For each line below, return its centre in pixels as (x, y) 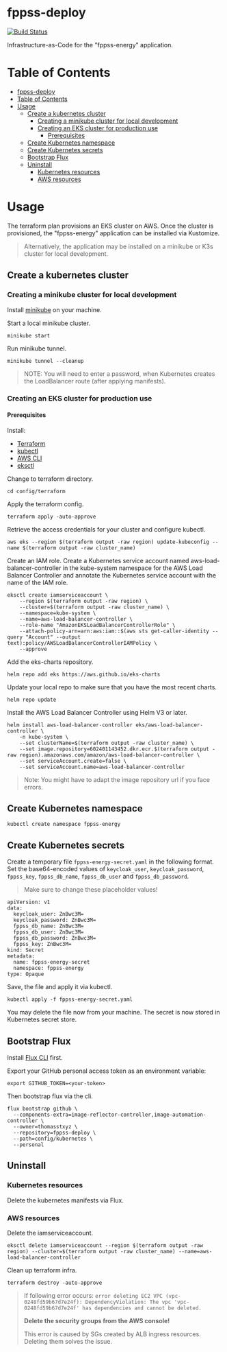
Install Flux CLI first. (35, 1058)
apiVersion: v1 (29, 902)
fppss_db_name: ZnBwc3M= (49, 926)
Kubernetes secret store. (42, 1019)
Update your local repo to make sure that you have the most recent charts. (112, 687)
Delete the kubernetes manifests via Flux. (66, 1200)
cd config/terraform (37, 491)
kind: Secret (26, 950)
